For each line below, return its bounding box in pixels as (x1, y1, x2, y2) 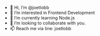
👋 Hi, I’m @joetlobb (9, 5, 49, 10)
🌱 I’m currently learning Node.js (9, 15, 75, 20)
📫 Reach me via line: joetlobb (9, 26, 72, 31)
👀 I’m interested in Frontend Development (9, 10, 96, 16)
